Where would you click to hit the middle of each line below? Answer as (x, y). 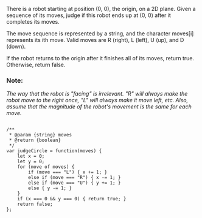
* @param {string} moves (40, 135)
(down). (16, 46)
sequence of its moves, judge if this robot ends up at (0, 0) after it (89, 15)
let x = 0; (31, 156)
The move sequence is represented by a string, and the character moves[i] (100, 33)
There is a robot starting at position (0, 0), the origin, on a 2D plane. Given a (101, 9)
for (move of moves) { (46, 167)
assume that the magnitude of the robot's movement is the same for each (99, 107)
